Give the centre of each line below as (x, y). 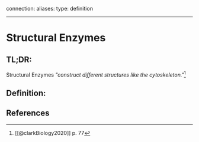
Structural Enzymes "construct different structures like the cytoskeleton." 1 (96, 74)
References (28, 113)
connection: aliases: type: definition (50, 9)
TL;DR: (19, 59)
